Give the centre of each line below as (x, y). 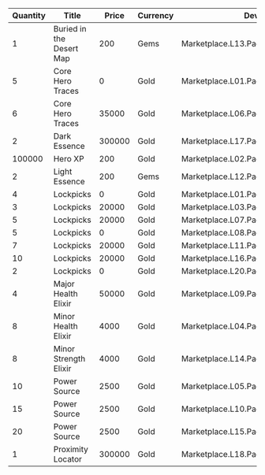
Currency (156, 15)
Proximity (71, 449)
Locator (68, 459)
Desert (66, 48)
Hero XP (69, 159)
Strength (69, 359)
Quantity (29, 15)
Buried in (70, 29)
